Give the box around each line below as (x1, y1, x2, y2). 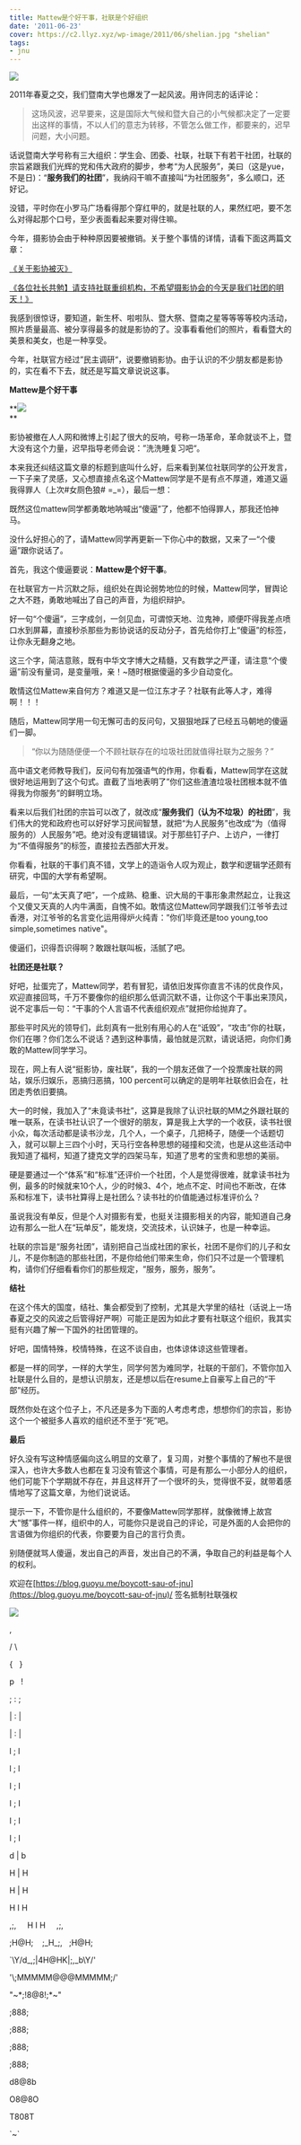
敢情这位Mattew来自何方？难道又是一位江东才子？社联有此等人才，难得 (9, 685, 272, 696)
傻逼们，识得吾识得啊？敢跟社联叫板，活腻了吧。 (9, 942, 190, 953)
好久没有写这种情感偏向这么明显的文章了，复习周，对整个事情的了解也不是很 (9, 1453, 292, 1464)
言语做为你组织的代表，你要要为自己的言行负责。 (9, 1529, 190, 1540)
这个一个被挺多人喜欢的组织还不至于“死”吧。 (9, 1416, 174, 1426)
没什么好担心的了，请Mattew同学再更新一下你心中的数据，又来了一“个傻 (9, 534, 276, 544)
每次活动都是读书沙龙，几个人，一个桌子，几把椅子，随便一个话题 (32, 1128, 276, 1139)
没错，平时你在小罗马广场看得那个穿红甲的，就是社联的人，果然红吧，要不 (9, 203, 284, 214)
